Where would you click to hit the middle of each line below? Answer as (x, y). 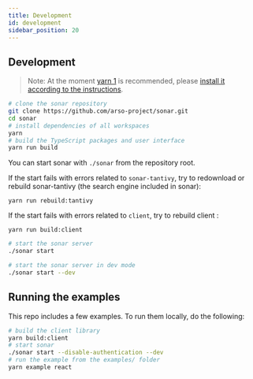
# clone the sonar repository (58, 104)
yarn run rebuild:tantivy (50, 201)
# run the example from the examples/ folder (84, 360)
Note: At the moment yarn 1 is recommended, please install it (126, 81)
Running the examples (64, 297)
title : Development (40, 15)
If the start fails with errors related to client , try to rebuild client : (113, 216)
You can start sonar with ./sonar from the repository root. (102, 163)
